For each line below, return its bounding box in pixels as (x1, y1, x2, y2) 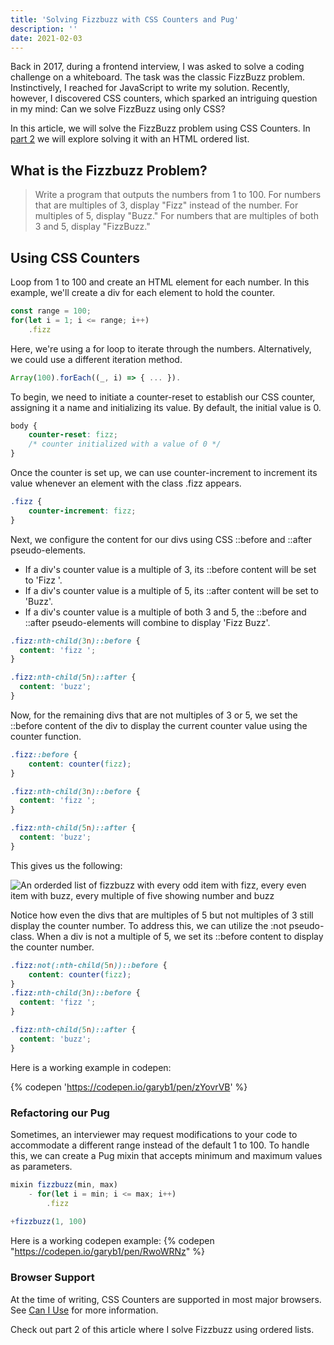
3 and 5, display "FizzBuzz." (34, 221, 151, 233)
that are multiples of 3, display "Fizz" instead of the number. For (34, 199, 299, 211)
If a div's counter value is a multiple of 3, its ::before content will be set (24, 563, 317, 575)
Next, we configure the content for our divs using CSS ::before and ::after (10, 533, 313, 545)
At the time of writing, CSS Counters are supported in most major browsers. (10, 1293, 322, 1305)
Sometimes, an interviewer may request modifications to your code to (10, 1128, 298, 1140)
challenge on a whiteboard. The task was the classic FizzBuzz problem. (10, 71, 305, 83)
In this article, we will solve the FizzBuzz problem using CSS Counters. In (10, 122, 311, 135)
